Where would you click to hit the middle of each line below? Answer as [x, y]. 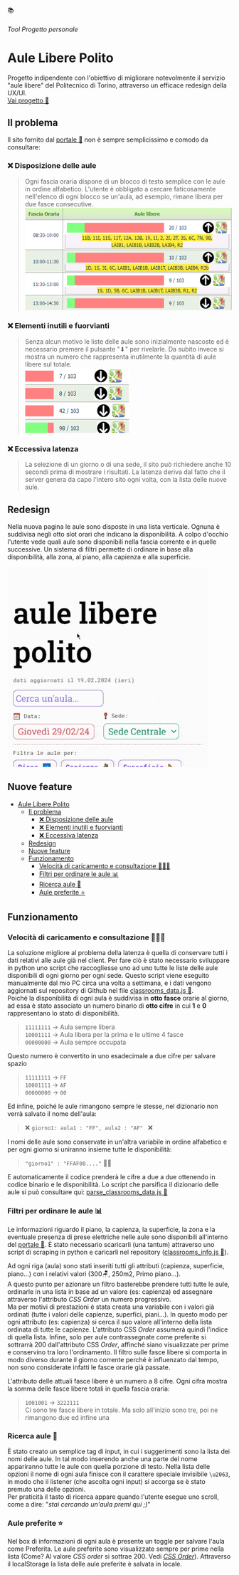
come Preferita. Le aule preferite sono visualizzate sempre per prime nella [116, 1549]
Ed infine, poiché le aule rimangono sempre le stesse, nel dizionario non [113, 1106]
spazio [17, 1064]
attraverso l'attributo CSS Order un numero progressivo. [90, 1299]
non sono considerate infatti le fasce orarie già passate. [89, 1367]
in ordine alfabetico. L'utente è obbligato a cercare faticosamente [120, 189]
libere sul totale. [48, 364]
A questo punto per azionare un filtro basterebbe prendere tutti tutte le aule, [118, 1284]
